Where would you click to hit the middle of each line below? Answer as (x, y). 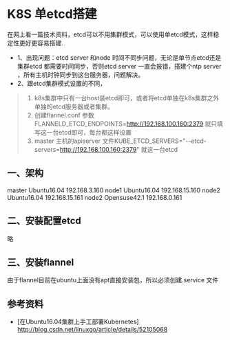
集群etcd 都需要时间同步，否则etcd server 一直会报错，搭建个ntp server (119, 66)
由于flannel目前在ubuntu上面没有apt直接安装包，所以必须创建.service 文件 (113, 280)
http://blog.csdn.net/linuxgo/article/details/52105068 (92, 330)
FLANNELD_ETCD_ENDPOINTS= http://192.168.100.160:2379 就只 (126, 124)
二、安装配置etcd (44, 221)
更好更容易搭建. (41, 43)
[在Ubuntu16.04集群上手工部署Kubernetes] (78, 322)
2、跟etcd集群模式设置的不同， (62, 83)
